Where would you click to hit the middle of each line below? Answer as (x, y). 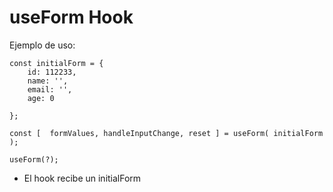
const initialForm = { (56, 63)
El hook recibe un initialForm (82, 178)
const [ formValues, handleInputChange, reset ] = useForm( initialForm (166, 133)
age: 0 (41, 98)
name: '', (48, 81)
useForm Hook (71, 17)
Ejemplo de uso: (42, 45)
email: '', (50, 89)
